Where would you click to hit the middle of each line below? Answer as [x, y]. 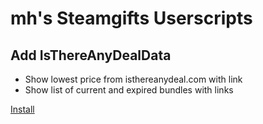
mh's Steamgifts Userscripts [131, 18]
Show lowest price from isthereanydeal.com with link [133, 79]
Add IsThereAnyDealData [91, 55]
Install [22, 109]
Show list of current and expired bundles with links [129, 90]
